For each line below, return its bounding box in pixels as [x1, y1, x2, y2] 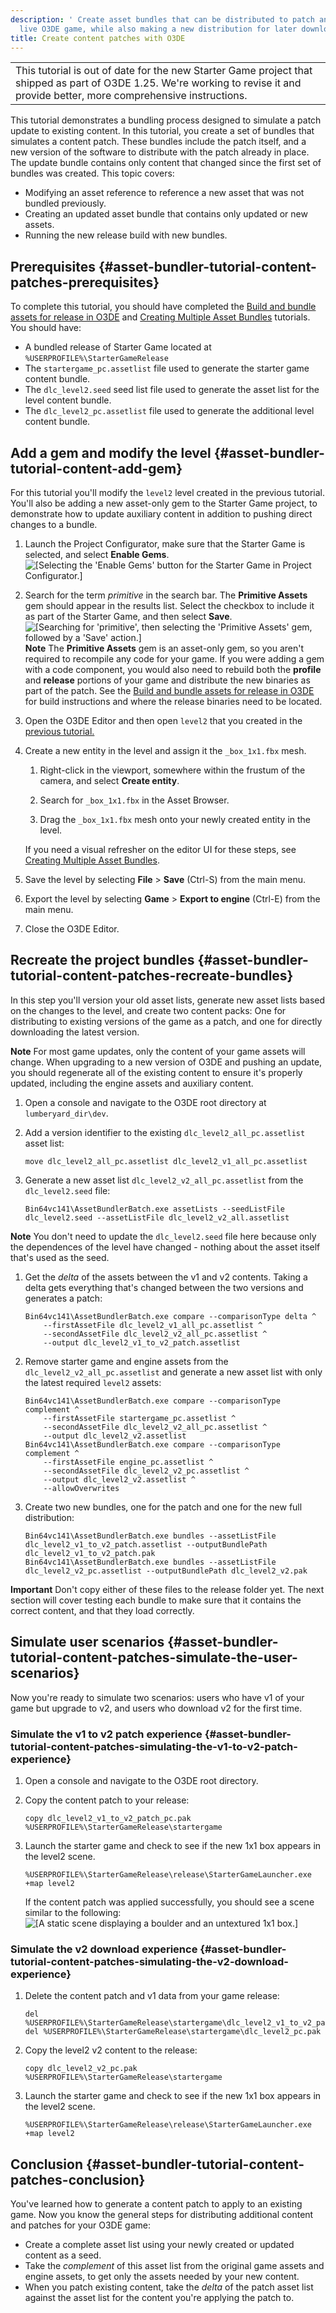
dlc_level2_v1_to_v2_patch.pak [24, 1548, 156, 1558]
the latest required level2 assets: [24, 1376, 162, 1388]
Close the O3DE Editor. [24, 923, 120, 935]
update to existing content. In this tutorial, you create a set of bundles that [10, 125, 315, 137]
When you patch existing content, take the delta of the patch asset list [24, 2281, 314, 2293]
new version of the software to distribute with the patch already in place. [10, 146, 310, 158]
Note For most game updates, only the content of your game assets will [10, 1045, 306, 1057]
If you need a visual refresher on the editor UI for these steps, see [24, 844, 297, 855]
